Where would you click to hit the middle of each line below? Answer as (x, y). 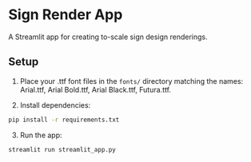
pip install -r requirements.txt (64, 120)
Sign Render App (66, 15)
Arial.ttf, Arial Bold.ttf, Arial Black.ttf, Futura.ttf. (96, 89)
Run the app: (41, 135)
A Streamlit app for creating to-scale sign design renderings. (108, 37)
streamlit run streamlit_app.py (62, 149)
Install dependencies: (55, 105)
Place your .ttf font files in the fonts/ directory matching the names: (131, 81)
